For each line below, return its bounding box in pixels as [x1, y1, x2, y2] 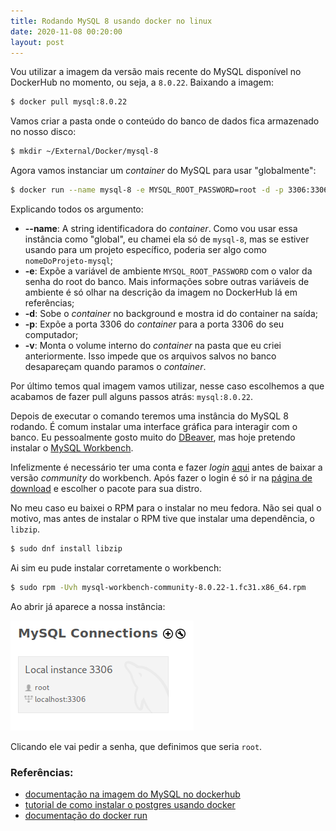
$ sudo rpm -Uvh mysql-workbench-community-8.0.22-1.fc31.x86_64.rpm [10, 582, 307, 592]
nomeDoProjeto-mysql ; [24, 255, 114, 266]
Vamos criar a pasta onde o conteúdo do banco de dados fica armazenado [10, 115, 320, 127]
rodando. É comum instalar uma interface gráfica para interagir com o [10, 421, 298, 432]
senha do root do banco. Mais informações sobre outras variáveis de [24, 276, 310, 287]
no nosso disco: [10, 126, 77, 138]
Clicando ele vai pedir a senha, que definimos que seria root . [10, 740, 263, 752]
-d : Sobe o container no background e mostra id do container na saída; [24, 308, 319, 319]
